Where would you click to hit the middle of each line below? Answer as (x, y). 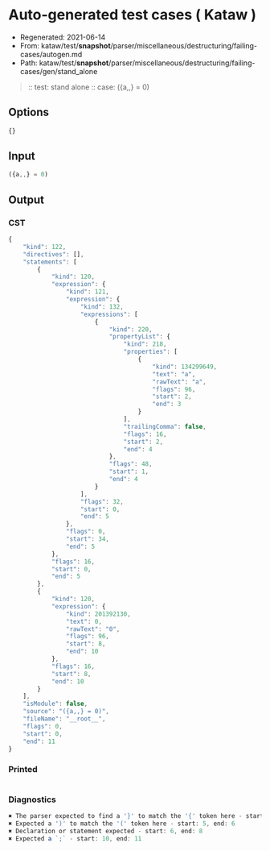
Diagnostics (32, 799)
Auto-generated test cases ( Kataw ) (133, 15)
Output (26, 199)
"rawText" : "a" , (179, 382)
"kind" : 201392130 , (98, 614)
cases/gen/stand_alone (59, 71)
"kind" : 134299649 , (185, 367)
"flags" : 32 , (102, 501)
